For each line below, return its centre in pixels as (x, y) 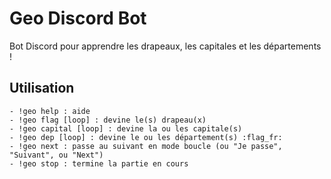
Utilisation (42, 88)
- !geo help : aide (50, 111)
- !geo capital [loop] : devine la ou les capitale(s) (126, 128)
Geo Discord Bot (78, 18)
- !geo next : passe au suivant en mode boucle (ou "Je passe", (146, 146)
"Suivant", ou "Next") (56, 155)
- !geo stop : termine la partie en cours (99, 163)
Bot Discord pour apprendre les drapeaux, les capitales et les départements (165, 46)
